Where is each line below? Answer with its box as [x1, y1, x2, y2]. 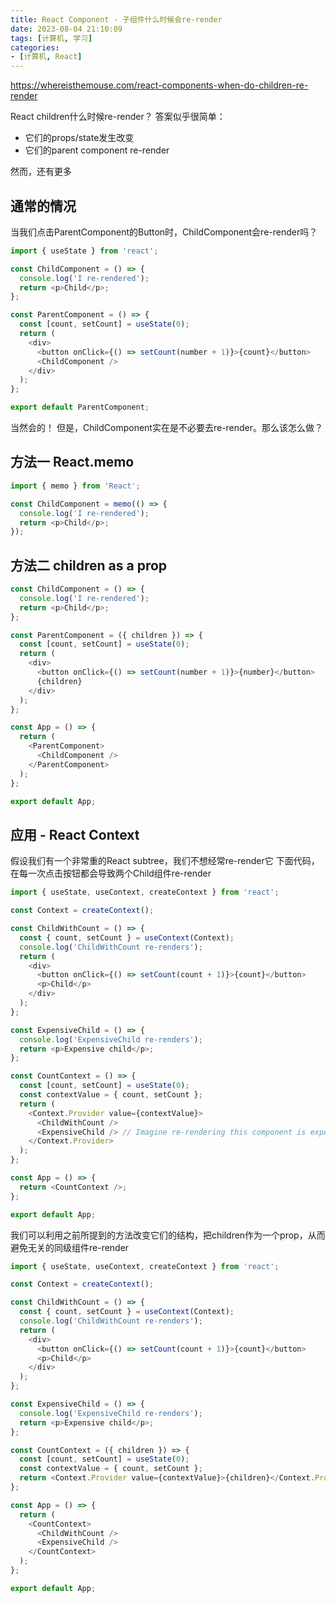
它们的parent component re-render [24, 144, 170, 156]
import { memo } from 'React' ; [10, 481, 141, 491]
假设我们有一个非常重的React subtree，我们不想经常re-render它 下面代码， [10, 855, 320, 867]
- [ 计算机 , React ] [10, 52, 83, 62]
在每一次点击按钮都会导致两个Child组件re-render [10, 867, 212, 880]
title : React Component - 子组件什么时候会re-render [10, 14, 223, 25]
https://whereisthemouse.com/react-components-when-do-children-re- [10, 79, 309, 91]
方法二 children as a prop [10, 557, 168, 574]
